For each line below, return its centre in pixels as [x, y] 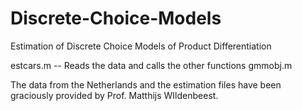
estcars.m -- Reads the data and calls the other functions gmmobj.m [151, 65]
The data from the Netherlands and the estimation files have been [146, 84]
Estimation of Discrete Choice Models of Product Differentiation [141, 46]
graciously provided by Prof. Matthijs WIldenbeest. [114, 95]
